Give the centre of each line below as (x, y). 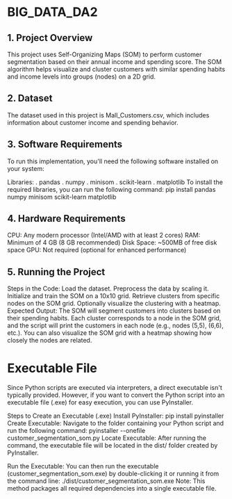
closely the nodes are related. (50, 341)
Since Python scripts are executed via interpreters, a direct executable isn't (115, 388)
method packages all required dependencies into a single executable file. (112, 489)
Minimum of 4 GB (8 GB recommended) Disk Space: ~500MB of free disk (112, 243)
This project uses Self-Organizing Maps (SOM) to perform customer (105, 54)
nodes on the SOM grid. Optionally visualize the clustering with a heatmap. (114, 304)
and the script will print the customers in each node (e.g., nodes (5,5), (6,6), (115, 326)
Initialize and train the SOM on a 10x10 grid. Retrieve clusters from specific (114, 296)
